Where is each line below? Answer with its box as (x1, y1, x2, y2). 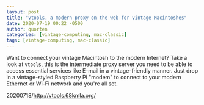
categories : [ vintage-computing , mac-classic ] (6, 32, 127, 38)
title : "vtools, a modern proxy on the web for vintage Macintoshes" (6, 15, 188, 21)
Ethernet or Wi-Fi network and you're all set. (6, 80, 118, 87)
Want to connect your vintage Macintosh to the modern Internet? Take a (6, 54, 188, 61)
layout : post (6, 9, 40, 15)
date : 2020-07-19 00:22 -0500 (6, 20, 84, 26)
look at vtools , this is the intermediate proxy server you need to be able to (6, 60, 193, 68)
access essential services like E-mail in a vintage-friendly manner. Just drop (6, 67, 199, 74)
